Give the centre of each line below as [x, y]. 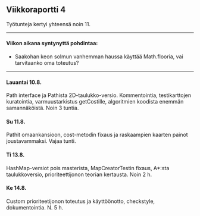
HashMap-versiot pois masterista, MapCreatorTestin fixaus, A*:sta [88, 168]
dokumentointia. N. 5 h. [35, 207]
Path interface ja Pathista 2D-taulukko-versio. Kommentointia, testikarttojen [99, 95]
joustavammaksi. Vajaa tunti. [41, 141]
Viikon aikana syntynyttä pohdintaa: [52, 43]
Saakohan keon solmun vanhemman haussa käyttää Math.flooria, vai [99, 57]
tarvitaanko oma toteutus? [47, 63]
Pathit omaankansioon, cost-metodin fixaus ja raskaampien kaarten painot [97, 135]
